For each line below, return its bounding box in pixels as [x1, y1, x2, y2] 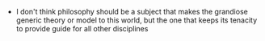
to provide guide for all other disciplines [15, 24, 149, 33]
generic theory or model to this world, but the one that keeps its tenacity [15, 15, 258, 25]
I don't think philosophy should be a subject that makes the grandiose [15, 7, 248, 16]
